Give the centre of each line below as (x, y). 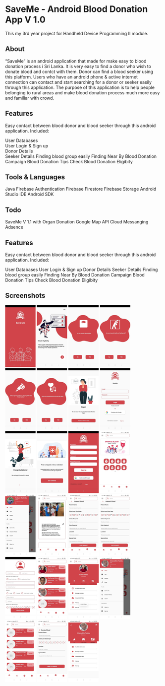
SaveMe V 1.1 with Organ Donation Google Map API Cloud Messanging (77, 222)
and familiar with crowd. (30, 98)
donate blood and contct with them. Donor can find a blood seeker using (79, 71)
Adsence (14, 227)
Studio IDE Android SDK (29, 194)
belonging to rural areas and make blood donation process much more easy (82, 92)
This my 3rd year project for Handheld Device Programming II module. (77, 33)
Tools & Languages (35, 177)
